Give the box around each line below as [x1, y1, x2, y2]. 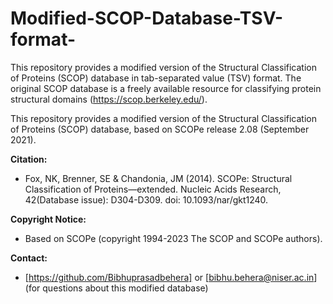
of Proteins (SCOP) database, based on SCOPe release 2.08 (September [10, 123, 310, 135]
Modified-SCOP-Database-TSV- [10, 7, 284, 30]
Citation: [10, 153, 48, 165]
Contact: [10, 252, 48, 264]
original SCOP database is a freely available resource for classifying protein [10, 82, 322, 94]
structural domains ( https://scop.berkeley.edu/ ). [10, 93, 208, 105]
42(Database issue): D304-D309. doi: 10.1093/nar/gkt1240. [24, 193, 269, 206]
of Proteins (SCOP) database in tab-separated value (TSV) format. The [10, 72, 302, 84]
